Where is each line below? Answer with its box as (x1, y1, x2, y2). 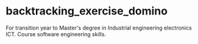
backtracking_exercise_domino (5, 4, 168, 18)
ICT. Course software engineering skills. (5, 30, 107, 37)
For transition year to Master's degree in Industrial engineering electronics (5, 24, 193, 31)
